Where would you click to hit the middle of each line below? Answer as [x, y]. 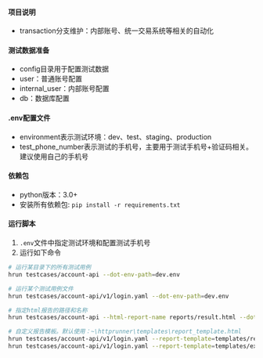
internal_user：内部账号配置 [64, 89]
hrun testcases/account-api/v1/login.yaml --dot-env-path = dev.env [119, 296]
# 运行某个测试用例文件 [41, 289]
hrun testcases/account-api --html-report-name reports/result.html [122, 317]
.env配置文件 [29, 118]
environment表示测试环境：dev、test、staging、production [115, 136]
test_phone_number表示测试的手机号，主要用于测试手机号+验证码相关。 [136, 146]
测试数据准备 [29, 50]
